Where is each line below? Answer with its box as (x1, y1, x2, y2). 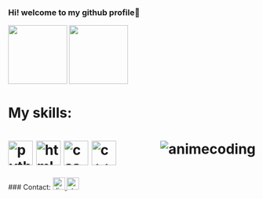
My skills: (8, 104, 72, 122)
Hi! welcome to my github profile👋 (8, 7, 141, 18)
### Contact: (8, 183, 51, 192)
